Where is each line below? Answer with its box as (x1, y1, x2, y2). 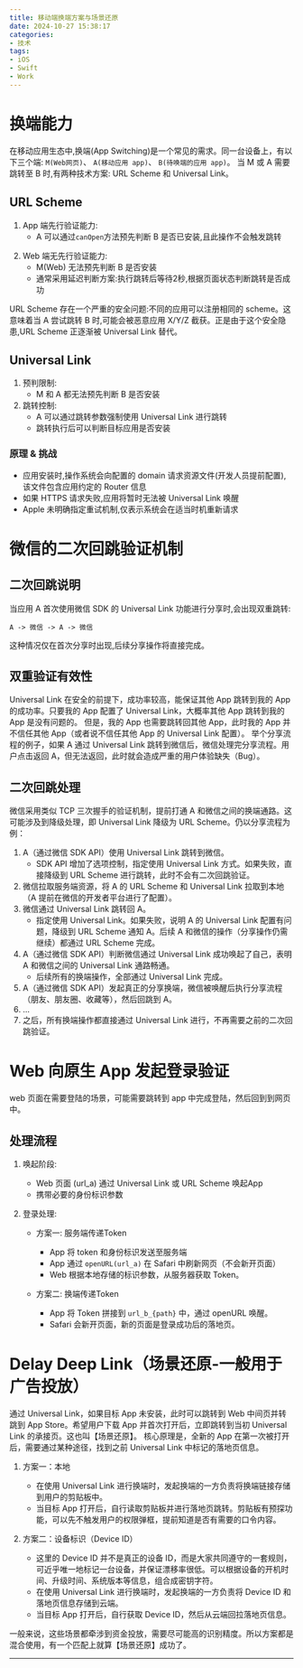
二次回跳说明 (9, 577, 81, 592)
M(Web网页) (44, 158, 84, 167)
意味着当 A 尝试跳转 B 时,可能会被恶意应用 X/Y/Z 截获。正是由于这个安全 (9, 314, 279, 325)
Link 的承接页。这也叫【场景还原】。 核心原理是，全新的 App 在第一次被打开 (9, 1430, 290, 1441)
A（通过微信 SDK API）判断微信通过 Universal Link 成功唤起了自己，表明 (22, 949, 293, 960)
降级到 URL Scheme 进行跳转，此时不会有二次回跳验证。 (43, 870, 255, 881)
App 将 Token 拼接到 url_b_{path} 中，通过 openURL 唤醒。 (49, 1307, 273, 1319)
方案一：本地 (22, 1460, 70, 1472)
